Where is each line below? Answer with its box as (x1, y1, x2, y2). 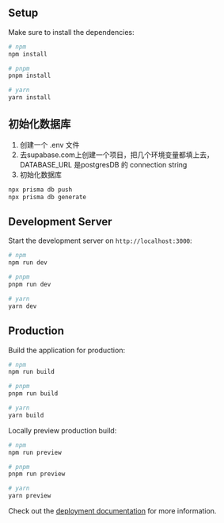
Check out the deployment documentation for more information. (8, 506, 217, 515)
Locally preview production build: (8, 425, 117, 435)
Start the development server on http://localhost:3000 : (8, 236, 192, 245)
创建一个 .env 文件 (19, 140, 80, 149)
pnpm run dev (8, 281, 51, 289)
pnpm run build (8, 390, 59, 398)
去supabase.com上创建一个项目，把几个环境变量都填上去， (19, 150, 214, 160)
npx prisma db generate (8, 193, 87, 201)
